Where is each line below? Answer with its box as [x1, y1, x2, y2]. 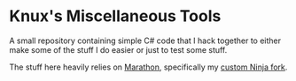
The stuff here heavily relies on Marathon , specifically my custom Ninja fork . [9, 62, 288, 72]
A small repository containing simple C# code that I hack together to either [9, 35, 282, 46]
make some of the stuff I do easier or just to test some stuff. [9, 44, 228, 55]
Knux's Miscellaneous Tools [9, 6, 222, 26]
